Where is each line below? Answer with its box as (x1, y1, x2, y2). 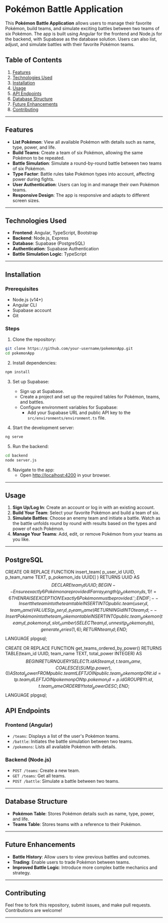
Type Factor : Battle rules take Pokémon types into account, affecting (12, 171, 155, 177)
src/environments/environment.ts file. (27, 414, 106, 421)
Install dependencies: (12, 360, 57, 366)
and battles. (19, 399, 44, 405)
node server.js (5, 457, 37, 463)
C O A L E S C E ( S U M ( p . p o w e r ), (55, 665, 112, 671)
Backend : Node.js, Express (12, 235, 69, 241)
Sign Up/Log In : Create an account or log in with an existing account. (12, 505, 155, 511)
